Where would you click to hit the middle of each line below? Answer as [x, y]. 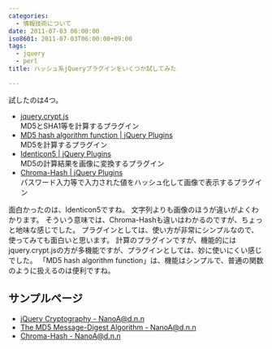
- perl [27, 62]
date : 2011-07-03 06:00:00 [54, 31]
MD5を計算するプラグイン [64, 144]
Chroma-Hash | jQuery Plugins [71, 172]
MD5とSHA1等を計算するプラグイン [80, 126]
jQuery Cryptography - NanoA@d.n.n [82, 318]
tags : [17, 46]
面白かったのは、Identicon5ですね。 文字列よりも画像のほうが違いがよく [130, 209]
